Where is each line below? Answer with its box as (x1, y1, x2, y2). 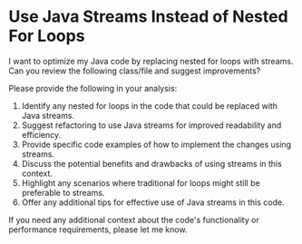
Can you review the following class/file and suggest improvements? (8, 65, 261, 76)
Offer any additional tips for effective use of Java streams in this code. (21, 197, 285, 208)
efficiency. (21, 129, 61, 140)
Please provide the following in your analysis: (8, 83, 178, 93)
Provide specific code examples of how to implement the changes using (21, 139, 292, 150)
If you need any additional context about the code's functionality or (8, 214, 259, 225)
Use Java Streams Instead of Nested (8, 6, 288, 27)
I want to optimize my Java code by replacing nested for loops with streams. (8, 55, 294, 66)
